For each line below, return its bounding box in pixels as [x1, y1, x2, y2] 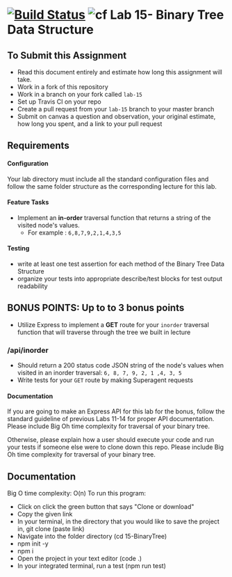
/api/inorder [7, 345, 49, 355]
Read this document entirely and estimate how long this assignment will [17, 68, 222, 76]
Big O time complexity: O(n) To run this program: [7, 489, 146, 498]
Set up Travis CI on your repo [17, 97, 102, 106]
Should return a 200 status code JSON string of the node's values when [17, 361, 224, 370]
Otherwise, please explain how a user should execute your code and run [7, 436, 215, 444]
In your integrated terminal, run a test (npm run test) [17, 562, 167, 570]
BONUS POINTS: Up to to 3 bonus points [7, 302, 185, 314]
